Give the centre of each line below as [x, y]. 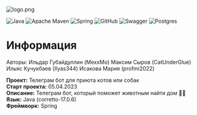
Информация [42, 45]
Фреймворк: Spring [32, 105]
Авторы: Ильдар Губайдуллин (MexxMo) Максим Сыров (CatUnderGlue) [99, 62]
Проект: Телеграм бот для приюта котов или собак [73, 80]
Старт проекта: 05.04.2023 [42, 86]
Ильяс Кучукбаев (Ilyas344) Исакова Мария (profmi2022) [80, 68]
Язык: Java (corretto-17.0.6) [41, 99]
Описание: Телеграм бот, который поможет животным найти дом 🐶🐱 [96, 93]
